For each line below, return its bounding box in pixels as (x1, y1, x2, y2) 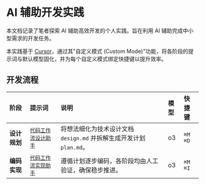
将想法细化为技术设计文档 (60, 125, 134, 133)
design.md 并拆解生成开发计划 (60, 134, 146, 142)
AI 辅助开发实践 (6, 5, 84, 20)
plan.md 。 (60, 143, 89, 151)
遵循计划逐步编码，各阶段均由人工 (60, 156, 159, 165)
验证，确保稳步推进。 (60, 165, 122, 174)
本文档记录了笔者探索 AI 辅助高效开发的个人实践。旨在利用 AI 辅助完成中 (6, 27, 189, 34)
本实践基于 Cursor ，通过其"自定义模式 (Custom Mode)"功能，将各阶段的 (6, 47, 189, 55)
